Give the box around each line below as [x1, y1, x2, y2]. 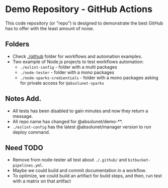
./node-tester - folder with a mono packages [20, 69, 115, 75]
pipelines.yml [12, 163, 42, 168]
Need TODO [5, 143, 44, 152]
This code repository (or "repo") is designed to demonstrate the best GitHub [5, 20, 163, 26]
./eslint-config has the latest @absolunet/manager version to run [12, 124, 152, 130]
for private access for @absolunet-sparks [20, 80, 105, 86]
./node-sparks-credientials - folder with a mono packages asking [20, 74, 158, 81]
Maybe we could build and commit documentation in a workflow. [12, 167, 147, 173]
